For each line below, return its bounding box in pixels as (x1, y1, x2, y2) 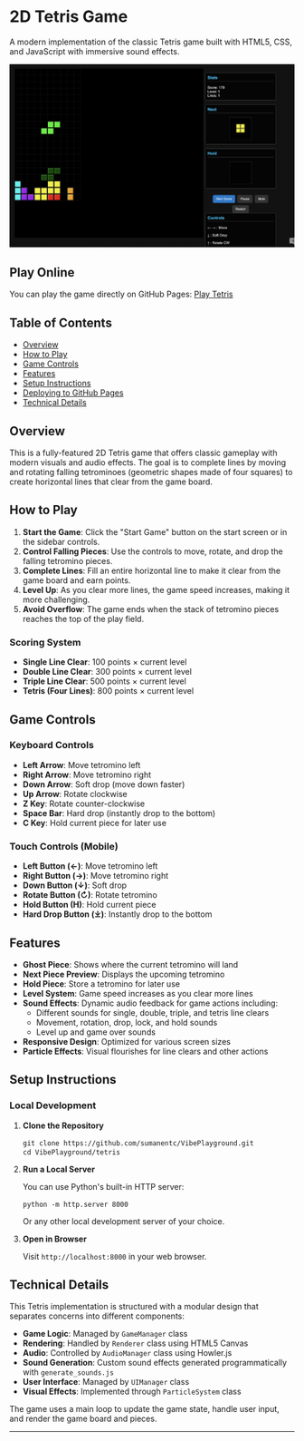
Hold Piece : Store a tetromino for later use (22, 978, 181, 989)
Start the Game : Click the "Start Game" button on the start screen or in (22, 526, 288, 537)
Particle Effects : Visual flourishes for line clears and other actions (22, 1046, 269, 1056)
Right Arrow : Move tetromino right (22, 769, 152, 780)
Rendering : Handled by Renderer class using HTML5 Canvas (22, 1338, 249, 1349)
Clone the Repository (22, 1120, 104, 1131)
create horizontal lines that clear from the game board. (9, 476, 213, 487)
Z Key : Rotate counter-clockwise (22, 798, 146, 809)
